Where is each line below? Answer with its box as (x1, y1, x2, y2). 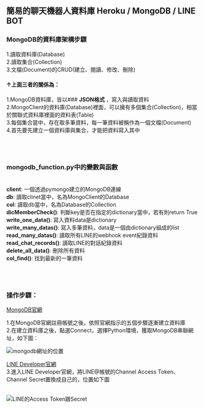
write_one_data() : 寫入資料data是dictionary (6, 217, 117, 224)
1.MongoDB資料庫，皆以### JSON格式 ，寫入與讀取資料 (6, 96, 149, 103)
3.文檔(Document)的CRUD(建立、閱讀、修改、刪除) (6, 66, 136, 73)
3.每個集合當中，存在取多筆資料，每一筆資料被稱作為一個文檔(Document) (6, 118, 192, 126)
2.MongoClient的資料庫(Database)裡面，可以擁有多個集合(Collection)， (6, 103, 187, 110)
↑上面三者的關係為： (6, 81, 60, 88)
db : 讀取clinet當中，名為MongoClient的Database (6, 193, 130, 201)
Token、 (157, 368, 179, 375)
